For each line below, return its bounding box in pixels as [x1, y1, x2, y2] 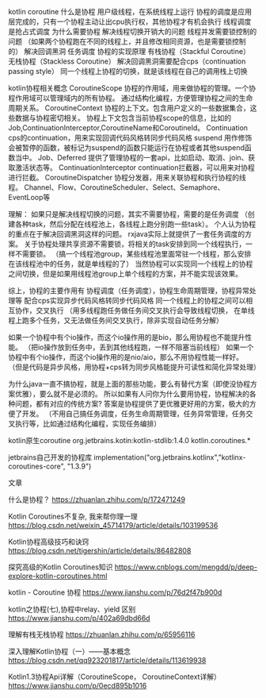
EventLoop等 [8, 193, 51, 202]
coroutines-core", [8, 461, 66, 471]
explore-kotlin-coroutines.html [8, 571, 108, 580]
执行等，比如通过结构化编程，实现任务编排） [14, 419, 161, 428]
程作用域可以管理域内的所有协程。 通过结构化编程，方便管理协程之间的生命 [8, 94, 253, 102]
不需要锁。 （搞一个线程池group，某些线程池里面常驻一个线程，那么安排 [14, 249, 252, 258]
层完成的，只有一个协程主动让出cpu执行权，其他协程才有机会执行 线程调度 [8, 17, 252, 26]
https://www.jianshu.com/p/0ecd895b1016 [8, 681, 147, 690]
